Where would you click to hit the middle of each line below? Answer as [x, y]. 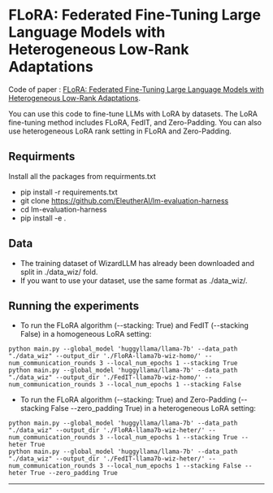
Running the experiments [74, 305]
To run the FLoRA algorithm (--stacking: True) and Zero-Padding [128, 399]
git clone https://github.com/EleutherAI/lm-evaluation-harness [124, 200]
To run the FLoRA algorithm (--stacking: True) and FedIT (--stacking [134, 325]
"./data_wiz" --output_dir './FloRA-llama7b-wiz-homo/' [105, 356]
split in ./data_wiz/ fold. [59, 272]
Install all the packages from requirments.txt [82, 176]
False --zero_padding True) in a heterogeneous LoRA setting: [153, 408]
